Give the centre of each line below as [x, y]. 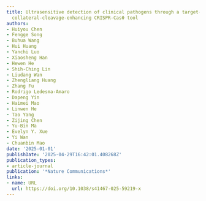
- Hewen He [20, 63]
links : [15, 177]
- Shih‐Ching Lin [29, 69]
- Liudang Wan [25, 75]
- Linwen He [21, 109]
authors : [17, 23]
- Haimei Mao [23, 103]
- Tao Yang [20, 115]
